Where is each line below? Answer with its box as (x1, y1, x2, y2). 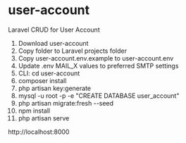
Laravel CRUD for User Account (8, 25, 101, 34)
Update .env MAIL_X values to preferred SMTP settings (18, 61, 179, 70)
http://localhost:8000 (8, 128, 70, 136)
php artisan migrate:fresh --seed (18, 99, 114, 107)
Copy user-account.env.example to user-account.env (18, 54, 174, 62)
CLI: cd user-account (18, 69, 80, 77)
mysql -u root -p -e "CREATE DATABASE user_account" (18, 91, 180, 100)
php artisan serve (18, 113, 70, 122)
